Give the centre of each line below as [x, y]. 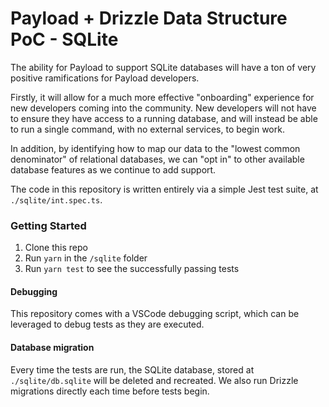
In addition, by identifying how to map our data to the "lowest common [155, 148]
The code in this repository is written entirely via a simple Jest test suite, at [164, 189]
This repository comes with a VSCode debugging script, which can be [155, 314]
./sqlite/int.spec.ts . [56, 199]
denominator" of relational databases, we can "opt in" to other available [157, 159]
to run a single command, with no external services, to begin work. [147, 129]
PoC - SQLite [64, 39]
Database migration [52, 348]
